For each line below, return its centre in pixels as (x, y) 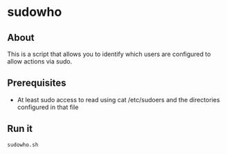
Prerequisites (37, 83)
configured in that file (48, 107)
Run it (20, 129)
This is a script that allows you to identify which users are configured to (109, 54)
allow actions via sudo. (40, 61)
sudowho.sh (23, 145)
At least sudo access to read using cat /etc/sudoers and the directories (118, 99)
